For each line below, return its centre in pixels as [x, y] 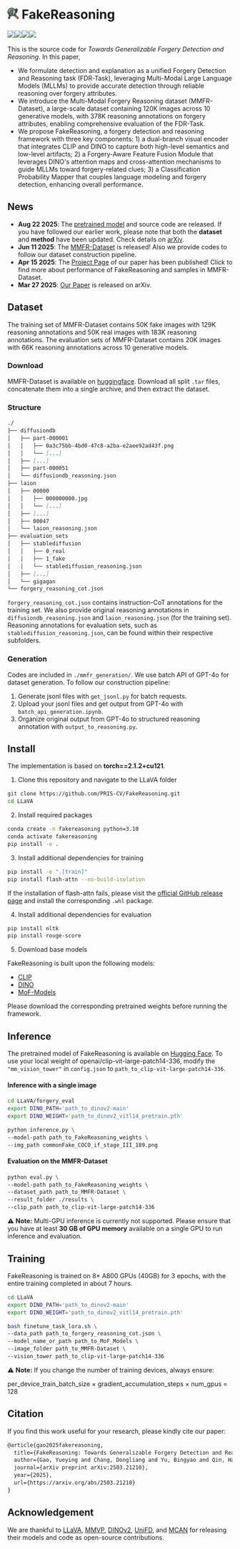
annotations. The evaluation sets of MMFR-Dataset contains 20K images [114, 339]
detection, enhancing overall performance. [80, 184]
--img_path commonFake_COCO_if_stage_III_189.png [83, 1145]
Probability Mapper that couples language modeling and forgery [112, 176]
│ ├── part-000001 [38, 438]
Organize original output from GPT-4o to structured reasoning [109, 719]
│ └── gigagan [31, 582]
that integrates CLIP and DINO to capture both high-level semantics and [123, 146]
